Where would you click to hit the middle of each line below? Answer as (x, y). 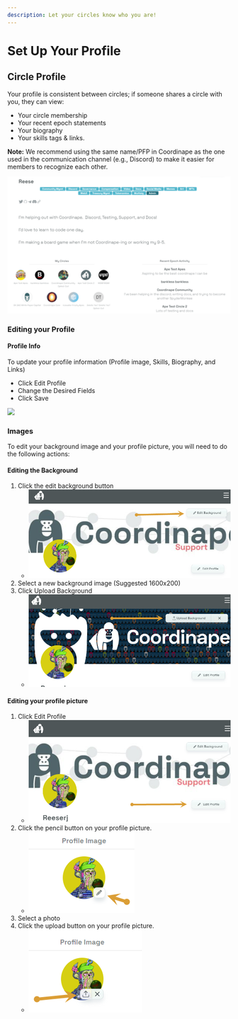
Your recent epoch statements (62, 123)
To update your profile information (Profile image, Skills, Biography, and (112, 362)
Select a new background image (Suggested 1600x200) (99, 583)
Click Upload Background (55, 591)
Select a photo (39, 918)
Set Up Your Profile (64, 51)
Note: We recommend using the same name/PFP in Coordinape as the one (116, 152)
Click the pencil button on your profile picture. (85, 828)
